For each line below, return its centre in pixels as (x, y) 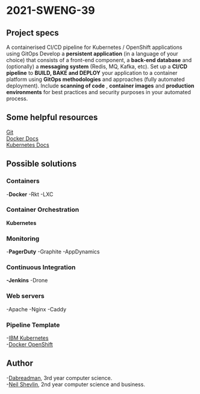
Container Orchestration (43, 210)
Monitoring (23, 238)
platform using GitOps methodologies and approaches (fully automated (95, 79)
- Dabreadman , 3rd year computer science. (59, 378)
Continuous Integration (41, 267)
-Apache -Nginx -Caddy (36, 309)
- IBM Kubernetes (27, 338)
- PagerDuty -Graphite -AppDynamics (53, 252)
